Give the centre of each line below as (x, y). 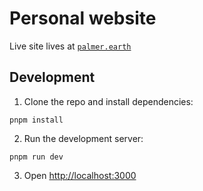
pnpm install (36, 120)
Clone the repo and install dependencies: (108, 101)
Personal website (83, 18)
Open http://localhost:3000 (80, 175)
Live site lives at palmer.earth (70, 46)
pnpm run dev (36, 157)
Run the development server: (83, 138)
